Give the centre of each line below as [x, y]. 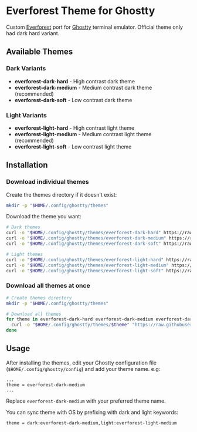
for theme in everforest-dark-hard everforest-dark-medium [80, 319]
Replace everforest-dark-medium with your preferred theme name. [86, 401]
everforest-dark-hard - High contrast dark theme [75, 81]
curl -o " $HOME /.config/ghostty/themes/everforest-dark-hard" [84, 233]
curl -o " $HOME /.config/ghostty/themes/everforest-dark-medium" [86, 238]
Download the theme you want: [44, 217]
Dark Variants [26, 69]
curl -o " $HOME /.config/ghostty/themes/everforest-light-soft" [85, 271]
